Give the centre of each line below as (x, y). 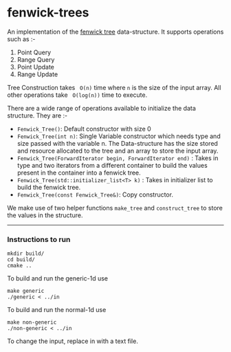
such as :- (21, 38)
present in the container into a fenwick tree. (79, 173)
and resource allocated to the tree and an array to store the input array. (118, 151)
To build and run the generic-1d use (58, 278)
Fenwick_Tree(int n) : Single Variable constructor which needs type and (119, 136)
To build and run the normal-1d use (57, 310)
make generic (26, 291)
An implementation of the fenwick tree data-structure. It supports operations (115, 32)
